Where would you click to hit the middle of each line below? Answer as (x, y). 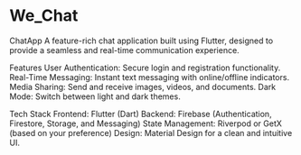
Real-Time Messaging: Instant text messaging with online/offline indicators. (150, 77)
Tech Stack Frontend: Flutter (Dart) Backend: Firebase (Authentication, (141, 114)
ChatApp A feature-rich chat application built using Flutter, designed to (141, 41)
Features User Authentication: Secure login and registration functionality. (145, 68)
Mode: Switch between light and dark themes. (95, 96)
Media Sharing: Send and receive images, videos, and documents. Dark (143, 87)
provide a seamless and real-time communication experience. (124, 50)
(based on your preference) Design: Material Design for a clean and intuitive (151, 132)
